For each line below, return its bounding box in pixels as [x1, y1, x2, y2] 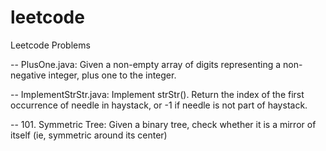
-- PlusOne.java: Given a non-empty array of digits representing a [10, 58, 282, 70]
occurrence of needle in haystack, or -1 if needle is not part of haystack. [10, 99, 308, 111]
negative [10, 69, 47, 81]
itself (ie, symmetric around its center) [10, 129, 168, 141]
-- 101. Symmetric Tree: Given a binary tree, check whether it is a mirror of [10, 118, 317, 130]
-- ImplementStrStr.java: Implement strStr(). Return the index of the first [10, 88, 305, 100]
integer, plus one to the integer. [48, 69, 177, 81]
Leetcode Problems [10, 39, 91, 51]
